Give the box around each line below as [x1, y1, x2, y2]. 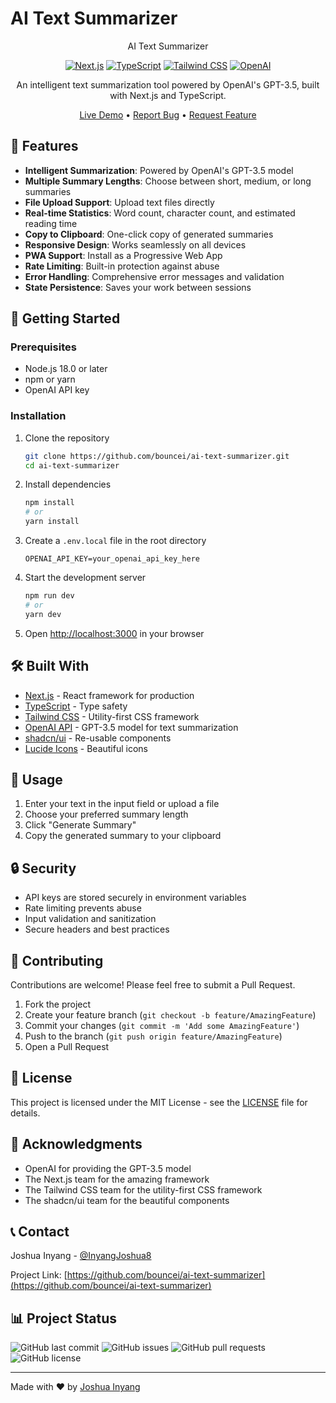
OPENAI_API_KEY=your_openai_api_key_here [24, 554, 200, 564]
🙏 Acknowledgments [10, 1136, 143, 1153]
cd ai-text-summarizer [24, 460, 120, 471]
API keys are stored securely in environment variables [24, 892, 247, 904]
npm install [24, 498, 75, 508]
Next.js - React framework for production [24, 689, 195, 701]
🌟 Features [10, 138, 79, 155]
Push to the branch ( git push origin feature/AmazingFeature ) [24, 1030, 283, 1042]
